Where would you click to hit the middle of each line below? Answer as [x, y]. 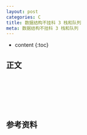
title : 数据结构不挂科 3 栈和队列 [44, 22]
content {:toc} [32, 45]
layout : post [22, 12]
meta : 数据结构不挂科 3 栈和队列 [42, 28]
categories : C [24, 17]
